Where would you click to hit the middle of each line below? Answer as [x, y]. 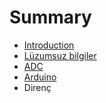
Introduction [49, 45]
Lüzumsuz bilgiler [60, 55]
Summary [50, 17]
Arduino [40, 77]
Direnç [37, 87]
